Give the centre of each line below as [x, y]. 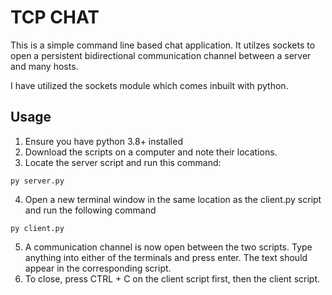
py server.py [37, 181]
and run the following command [90, 210]
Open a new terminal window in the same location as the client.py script [173, 199]
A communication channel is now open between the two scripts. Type [168, 247]
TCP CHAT [55, 17]
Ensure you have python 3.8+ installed [103, 141]
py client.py [37, 228]
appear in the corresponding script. [98, 268]
